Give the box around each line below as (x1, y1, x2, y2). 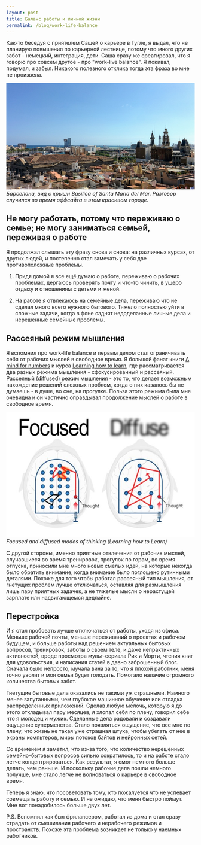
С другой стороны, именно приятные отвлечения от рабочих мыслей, (6, 549, 185, 557)
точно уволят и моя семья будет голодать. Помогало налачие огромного (6, 671, 194, 679)
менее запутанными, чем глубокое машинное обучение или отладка (6, 696, 183, 703)
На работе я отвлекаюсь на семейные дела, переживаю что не (14, 297, 178, 304)
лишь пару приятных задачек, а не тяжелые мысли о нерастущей (6, 587, 175, 595)
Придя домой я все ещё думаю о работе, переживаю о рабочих (14, 272, 179, 279)
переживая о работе (6, 232, 87, 242)
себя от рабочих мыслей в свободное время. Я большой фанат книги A (6, 355, 190, 363)
